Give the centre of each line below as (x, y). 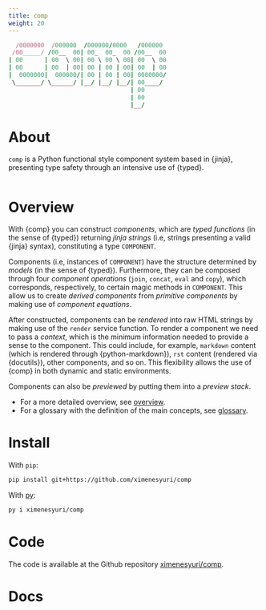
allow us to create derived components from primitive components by (123, 296)
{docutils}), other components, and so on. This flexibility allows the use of (130, 362)
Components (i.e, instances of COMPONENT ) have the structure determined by (133, 262)
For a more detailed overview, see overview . (93, 402)
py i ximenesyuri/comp (46, 510)
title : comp (28, 16)
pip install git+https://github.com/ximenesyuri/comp (100, 480)
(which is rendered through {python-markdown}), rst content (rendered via (133, 354)
